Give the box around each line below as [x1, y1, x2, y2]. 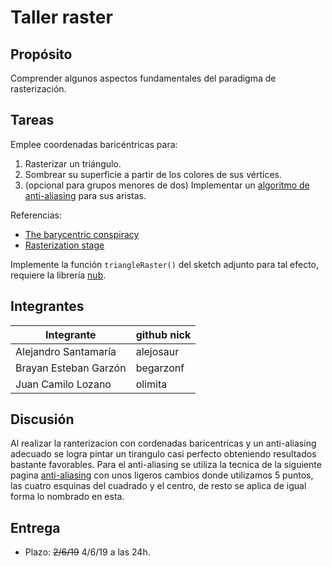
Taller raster [10, 6, 113, 29]
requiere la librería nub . [10, 269, 107, 281]
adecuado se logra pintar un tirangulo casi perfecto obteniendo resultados [10, 448, 317, 460]
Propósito [10, 46, 73, 63]
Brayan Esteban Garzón [15, 361, 127, 375]
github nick [135, 327, 192, 341]
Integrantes [10, 298, 85, 315]
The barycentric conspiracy [24, 228, 140, 240]
